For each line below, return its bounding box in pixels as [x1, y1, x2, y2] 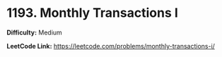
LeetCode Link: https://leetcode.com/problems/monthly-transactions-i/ [6, 42, 215, 50]
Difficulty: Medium [6, 28, 63, 37]
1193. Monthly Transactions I [6, 5, 178, 21]
